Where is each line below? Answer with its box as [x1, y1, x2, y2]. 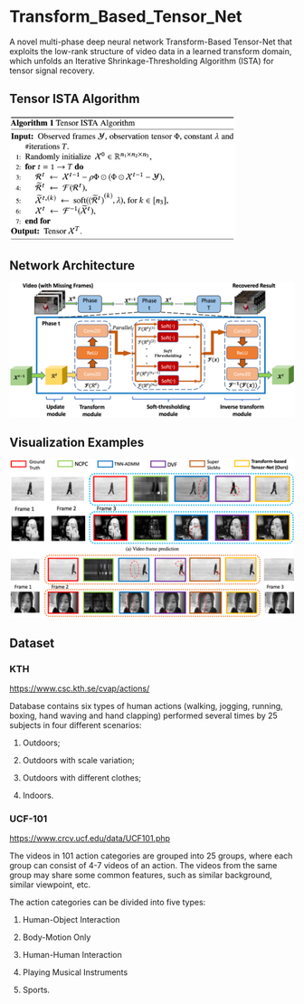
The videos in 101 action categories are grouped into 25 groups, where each [9, 850, 293, 861]
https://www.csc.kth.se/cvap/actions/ [9, 683, 150, 694]
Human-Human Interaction [22, 950, 122, 961]
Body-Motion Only [22, 932, 91, 942]
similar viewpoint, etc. [9, 879, 91, 890]
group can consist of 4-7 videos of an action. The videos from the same [9, 860, 278, 871]
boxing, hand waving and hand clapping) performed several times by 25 [9, 710, 278, 721]
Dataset [9, 635, 55, 650]
